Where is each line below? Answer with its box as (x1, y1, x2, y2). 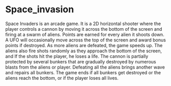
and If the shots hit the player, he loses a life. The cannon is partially (5, 53, 149, 59)
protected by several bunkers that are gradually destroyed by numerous (5, 58, 157, 64)
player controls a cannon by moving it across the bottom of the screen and (5, 26, 162, 32)
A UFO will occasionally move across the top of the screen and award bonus (5, 37, 166, 43)
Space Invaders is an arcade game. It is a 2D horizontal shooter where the (5, 20, 161, 27)
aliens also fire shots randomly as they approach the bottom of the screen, (5, 48, 162, 54)
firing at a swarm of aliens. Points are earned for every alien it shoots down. (5, 31, 164, 37)
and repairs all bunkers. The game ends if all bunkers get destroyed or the (5, 69, 161, 75)
